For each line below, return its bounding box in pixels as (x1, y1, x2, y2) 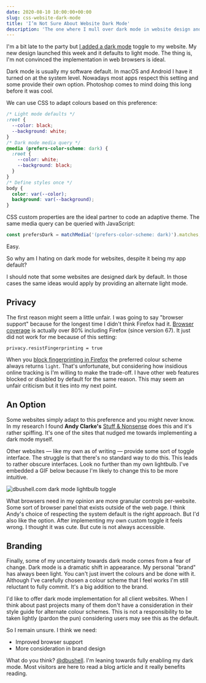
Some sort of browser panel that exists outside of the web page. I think (6, 503, 186, 511)
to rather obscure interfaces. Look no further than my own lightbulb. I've (6, 460, 189, 468)
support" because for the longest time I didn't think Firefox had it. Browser (6, 320, 194, 327)
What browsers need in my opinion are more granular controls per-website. (6, 497, 197, 505)
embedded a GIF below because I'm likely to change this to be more (6, 467, 178, 474)
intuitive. (6, 473, 28, 481)
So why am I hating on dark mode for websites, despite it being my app (6, 255, 186, 262)
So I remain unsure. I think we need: (6, 627, 97, 634)
